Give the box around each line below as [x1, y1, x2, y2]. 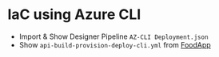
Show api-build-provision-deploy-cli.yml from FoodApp [18, 40, 211, 49]
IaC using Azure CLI [7, 6, 141, 24]
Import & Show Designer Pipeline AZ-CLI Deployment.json [18, 32, 209, 41]
